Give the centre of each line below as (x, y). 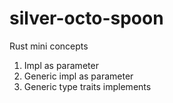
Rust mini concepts (49, 46)
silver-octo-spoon (86, 18)
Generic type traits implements (87, 86)
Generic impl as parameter (78, 76)
